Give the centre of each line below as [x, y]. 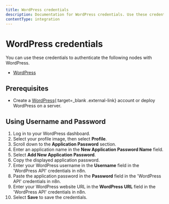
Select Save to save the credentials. [50, 197]
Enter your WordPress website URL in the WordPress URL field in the [84, 186]
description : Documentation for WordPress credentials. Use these [76, 14]
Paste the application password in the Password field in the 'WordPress [87, 176]
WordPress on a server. [37, 106]
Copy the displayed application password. [56, 160]
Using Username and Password [56, 121]
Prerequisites [27, 88]
